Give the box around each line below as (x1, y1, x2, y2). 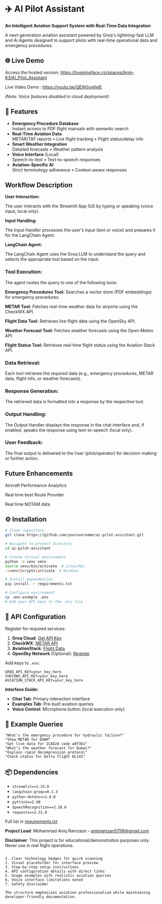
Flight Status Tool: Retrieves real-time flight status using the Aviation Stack (5, 342, 155, 348)
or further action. (5, 455, 39, 461)
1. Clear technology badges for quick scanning (5, 856, 103, 861)
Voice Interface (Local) (12, 151, 59, 157)
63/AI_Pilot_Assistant (5, 74, 47, 80)
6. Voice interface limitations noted (5, 877, 83, 883)
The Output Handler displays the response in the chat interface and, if (5, 422, 144, 427)
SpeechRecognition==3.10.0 (12, 805, 67, 810)
